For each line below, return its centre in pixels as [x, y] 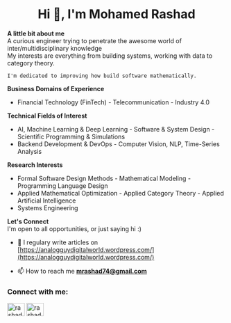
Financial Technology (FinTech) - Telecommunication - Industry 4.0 [113, 102]
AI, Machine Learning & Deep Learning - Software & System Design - [116, 129]
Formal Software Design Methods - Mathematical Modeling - [104, 178]
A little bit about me [36, 33]
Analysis [29, 151]
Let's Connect [28, 221]
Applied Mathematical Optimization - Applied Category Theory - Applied [120, 193]
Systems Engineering [48, 207]
